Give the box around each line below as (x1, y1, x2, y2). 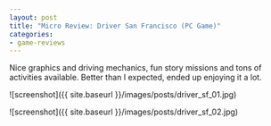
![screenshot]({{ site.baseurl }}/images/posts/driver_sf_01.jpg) (9, 89, 237, 100)
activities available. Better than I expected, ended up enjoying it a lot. (9, 72, 262, 83)
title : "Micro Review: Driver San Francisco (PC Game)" (9, 21, 221, 30)
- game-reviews (9, 38, 66, 47)
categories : (9, 29, 53, 38)
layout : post (9, 13, 58, 22)
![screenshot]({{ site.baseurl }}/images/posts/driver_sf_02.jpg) (9, 106, 239, 117)
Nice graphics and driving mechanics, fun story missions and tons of (9, 63, 262, 73)
